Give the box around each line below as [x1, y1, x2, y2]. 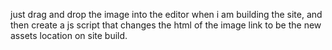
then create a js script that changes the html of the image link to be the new [10, 19, 322, 31]
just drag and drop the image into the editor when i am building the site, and [10, 9, 323, 20]
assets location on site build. [10, 30, 128, 41]
